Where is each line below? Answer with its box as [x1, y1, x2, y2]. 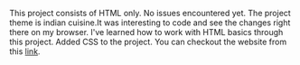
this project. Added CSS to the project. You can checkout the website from [9, 36, 287, 47]
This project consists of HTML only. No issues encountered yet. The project [9, 8, 291, 18]
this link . [9, 46, 41, 57]
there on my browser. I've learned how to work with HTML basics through [9, 27, 284, 37]
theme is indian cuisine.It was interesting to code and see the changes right [9, 17, 291, 28]
